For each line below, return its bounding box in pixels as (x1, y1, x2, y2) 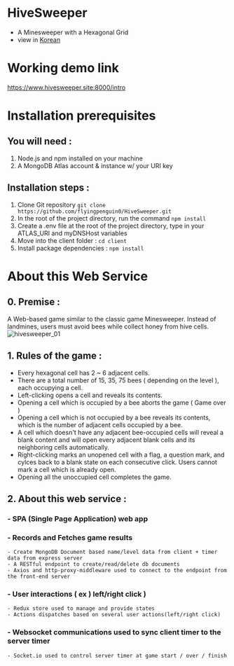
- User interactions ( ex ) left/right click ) (7, 590, 146, 599)
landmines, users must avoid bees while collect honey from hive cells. (7, 322, 209, 331)
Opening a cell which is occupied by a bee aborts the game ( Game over (17, 398, 226, 407)
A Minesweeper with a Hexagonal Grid (17, 28, 129, 36)
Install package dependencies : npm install (17, 244, 144, 252)
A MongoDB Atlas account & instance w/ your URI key (17, 161, 173, 169)
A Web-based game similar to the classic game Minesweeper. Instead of (7, 314, 216, 323)
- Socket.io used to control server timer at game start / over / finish (7, 652, 228, 659)
